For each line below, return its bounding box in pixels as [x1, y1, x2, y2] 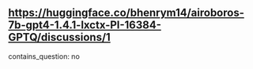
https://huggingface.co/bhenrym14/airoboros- [8, 6, 245, 20]
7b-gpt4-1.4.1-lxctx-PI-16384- [8, 19, 162, 32]
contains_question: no [8, 51, 81, 61]
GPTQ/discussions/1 [8, 31, 111, 44]
